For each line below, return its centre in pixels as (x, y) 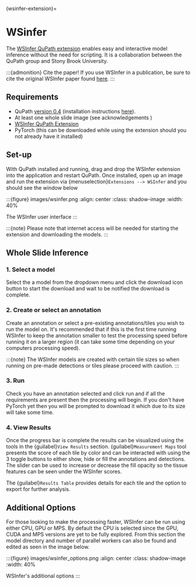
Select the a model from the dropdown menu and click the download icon (94, 282)
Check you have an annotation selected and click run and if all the (85, 393)
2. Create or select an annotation (54, 310)
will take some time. (30, 412)
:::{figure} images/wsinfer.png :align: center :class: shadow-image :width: (94, 199)
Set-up (19, 155)
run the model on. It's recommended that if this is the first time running (91, 329)
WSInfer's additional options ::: (43, 576)
